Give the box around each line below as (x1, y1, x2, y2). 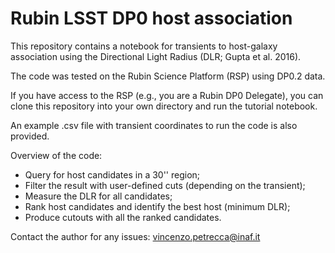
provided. (10, 130, 50, 142)
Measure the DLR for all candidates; (24, 190, 173, 202)
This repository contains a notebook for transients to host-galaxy (10, 40, 278, 52)
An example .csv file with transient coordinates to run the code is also (10, 119, 298, 131)
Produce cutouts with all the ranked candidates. (24, 211, 222, 223)
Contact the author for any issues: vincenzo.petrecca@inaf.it (10, 230, 261, 242)
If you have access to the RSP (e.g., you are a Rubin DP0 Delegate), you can (10, 89, 324, 101)
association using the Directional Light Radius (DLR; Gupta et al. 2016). (10, 50, 302, 62)
